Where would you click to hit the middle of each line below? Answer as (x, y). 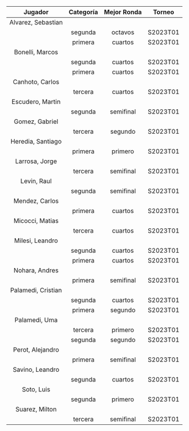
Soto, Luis (36, 389)
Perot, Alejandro (36, 350)
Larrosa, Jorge (36, 161)
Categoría (84, 12)
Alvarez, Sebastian (36, 22)
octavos (123, 32)
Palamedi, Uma (36, 320)
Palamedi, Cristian (36, 290)
